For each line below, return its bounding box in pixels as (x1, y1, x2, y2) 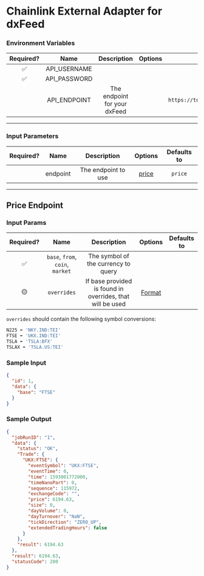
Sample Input (6, 358, 47, 367)
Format (140, 289, 161, 297)
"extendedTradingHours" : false (28, 524, 107, 531)
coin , (54, 260, 69, 269)
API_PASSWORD (45, 75, 93, 83)
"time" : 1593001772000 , (28, 474, 88, 480)
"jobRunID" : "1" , (12, 434, 56, 441)
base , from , (46, 253, 77, 261)
